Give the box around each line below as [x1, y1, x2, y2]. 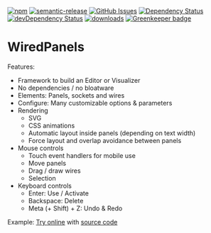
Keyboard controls [17, 181, 72, 190]
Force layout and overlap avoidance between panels [28, 136, 182, 144]
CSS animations [28, 121, 75, 130]
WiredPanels [7, 39, 85, 55]
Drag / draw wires [28, 166, 81, 175]
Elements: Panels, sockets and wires [17, 91, 125, 99]
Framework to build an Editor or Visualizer [17, 76, 141, 84]
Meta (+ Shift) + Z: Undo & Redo [28, 204, 123, 212]
